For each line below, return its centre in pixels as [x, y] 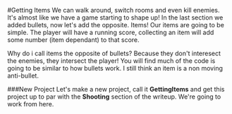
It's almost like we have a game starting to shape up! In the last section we [115, 17]
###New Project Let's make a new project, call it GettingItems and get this [116, 89]
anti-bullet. [23, 76]
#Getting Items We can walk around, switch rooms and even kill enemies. [114, 10]
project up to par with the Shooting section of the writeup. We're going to [114, 97]
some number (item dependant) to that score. [73, 40]
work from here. [31, 104]
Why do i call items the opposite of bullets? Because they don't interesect [114, 53]
